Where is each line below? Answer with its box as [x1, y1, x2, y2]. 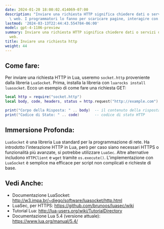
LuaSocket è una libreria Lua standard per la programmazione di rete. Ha [5, 139, 150, 145]
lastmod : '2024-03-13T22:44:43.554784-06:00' [5, 21, 99, 26]
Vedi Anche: [5, 179, 43, 187]
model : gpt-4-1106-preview [5, 25, 60, 30]
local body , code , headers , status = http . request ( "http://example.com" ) [5, 99, 159, 104]
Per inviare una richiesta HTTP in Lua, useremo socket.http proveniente [5, 74, 150, 81]
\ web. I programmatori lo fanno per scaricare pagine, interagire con [9, 16, 159, 21]
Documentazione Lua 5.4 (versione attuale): [12, 213, 101, 219]
